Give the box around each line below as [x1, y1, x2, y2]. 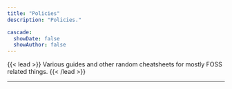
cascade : [7, 29, 32, 36]
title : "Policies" [7, 10, 60, 17]
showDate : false [13, 35, 60, 42]
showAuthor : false [13, 42, 67, 49]
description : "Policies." [7, 16, 81, 23]
